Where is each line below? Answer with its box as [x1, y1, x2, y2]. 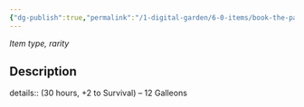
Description [9, 64, 77, 79]
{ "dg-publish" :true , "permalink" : [9, 13, 136, 22]
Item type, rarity [9, 38, 70, 49]
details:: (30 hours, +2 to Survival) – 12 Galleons [9, 87, 188, 99]
